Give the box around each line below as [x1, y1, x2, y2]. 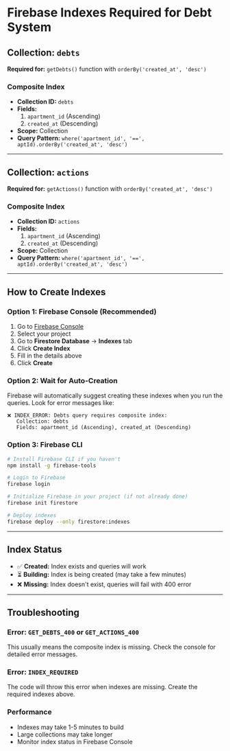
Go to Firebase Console [16, 323, 84, 331]
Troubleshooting [7, 606, 80, 619]
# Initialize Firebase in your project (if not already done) [7, 493, 188, 500]
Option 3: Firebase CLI [7, 440, 84, 450]
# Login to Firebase [7, 474, 66, 481]
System [7, 19, 52, 35]
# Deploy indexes [7, 511, 57, 519]
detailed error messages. [7, 650, 78, 658]
